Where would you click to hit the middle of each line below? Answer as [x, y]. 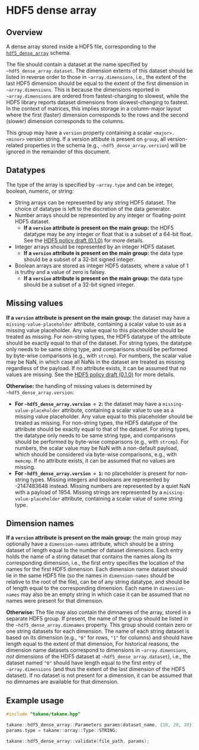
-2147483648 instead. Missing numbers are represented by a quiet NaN [102, 486]
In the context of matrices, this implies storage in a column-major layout [94, 108]
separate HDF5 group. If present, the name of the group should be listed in [97, 619]
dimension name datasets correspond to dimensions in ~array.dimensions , [97, 650]
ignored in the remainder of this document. [58, 152]
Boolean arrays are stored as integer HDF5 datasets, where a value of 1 [102, 266]
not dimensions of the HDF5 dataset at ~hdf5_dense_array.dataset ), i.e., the [99, 657]
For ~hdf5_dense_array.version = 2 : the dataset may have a [88, 404]
